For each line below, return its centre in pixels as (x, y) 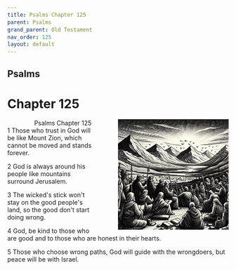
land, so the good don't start (48, 210)
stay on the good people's (45, 203)
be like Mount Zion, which (45, 138)
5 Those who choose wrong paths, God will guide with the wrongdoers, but (116, 252)
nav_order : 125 (29, 37)
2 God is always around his (46, 167)
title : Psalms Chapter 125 (47, 15)
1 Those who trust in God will (49, 130)
